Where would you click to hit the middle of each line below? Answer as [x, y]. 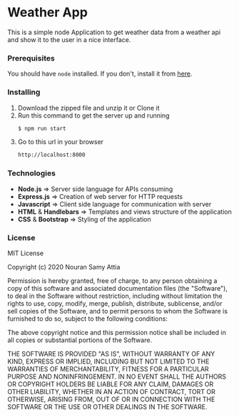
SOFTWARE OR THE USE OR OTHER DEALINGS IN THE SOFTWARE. [107, 406]
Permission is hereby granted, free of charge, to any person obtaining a [112, 280]
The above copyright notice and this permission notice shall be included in [117, 332]
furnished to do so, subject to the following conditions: [87, 319]
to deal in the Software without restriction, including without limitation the [115, 296]
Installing [24, 92]
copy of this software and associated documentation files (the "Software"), [118, 288]
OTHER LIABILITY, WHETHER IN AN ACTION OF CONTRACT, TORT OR [111, 391]
